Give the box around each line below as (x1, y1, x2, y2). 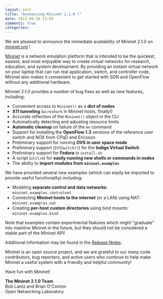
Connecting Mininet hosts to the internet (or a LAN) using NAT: (12, 195, 141, 200)
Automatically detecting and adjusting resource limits (12, 119, 119, 125)
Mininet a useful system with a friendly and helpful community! (5, 259, 132, 265)
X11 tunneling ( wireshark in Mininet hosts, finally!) (12, 108, 113, 115)
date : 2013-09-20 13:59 (5, 16, 54, 21)
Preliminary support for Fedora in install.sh (12, 150, 102, 156)
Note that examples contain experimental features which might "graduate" (5, 220, 155, 226)
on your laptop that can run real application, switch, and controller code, (5, 69, 150, 75)
